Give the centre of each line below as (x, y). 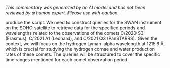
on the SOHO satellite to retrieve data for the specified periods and (75, 28)
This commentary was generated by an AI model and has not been (75, 7)
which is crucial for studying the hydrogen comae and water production (80, 49)
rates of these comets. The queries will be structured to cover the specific (83, 54)
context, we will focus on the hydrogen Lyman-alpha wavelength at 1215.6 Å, (85, 44)
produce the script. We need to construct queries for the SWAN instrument (83, 22)
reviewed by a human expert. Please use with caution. (62, 13)
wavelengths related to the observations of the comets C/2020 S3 (74, 33)
